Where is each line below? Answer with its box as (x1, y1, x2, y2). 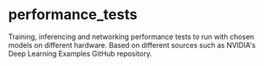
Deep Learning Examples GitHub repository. (8, 49, 153, 58)
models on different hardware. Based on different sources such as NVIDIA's (8, 40, 256, 49)
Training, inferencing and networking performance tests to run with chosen (8, 32, 254, 41)
